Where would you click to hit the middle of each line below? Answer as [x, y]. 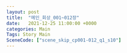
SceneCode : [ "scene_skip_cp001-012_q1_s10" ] [64, 40]
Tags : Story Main [28, 35]
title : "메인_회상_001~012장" [43, 18]
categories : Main [28, 29]
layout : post [23, 12]
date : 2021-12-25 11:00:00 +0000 [52, 23]
